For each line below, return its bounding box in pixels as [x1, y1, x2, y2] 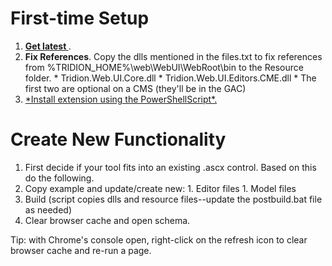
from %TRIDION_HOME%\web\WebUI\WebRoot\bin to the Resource [24, 61, 304, 73]
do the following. [24, 172, 95, 184]
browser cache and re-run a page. [10, 244, 152, 256]
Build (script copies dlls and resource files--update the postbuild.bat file [24, 193, 323, 205]
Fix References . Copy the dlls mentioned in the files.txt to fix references [24, 50, 323, 62]
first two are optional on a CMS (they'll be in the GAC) [24, 82, 247, 94]
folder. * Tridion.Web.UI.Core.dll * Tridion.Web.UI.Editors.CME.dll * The [24, 72, 317, 84]
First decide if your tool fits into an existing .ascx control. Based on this [24, 161, 317, 173]
